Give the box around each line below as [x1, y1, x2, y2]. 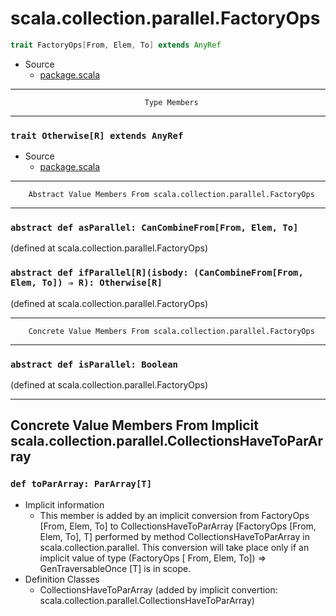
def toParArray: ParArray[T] [10, 478, 153, 490]
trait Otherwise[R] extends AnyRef [10, 130, 184, 141]
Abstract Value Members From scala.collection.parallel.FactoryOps [28, 190, 315, 200]
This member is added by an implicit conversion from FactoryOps [39, 509, 310, 521]
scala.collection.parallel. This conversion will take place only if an [39, 541, 310, 553]
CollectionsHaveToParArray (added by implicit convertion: [39, 583, 278, 596]
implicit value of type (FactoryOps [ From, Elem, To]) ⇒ [39, 552, 267, 564]
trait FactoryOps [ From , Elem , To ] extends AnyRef [10, 40, 222, 50]
